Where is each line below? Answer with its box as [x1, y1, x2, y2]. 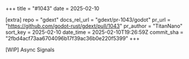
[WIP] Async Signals [5, 46, 55, 53]
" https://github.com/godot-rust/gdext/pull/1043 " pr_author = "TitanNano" [5, 23, 183, 29]
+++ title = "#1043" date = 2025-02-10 [5, 5, 100, 12]
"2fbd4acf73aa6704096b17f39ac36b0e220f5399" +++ [5, 35, 140, 41]
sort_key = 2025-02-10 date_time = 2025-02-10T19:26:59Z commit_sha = [5, 29, 184, 36]
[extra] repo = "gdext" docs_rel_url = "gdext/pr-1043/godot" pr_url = [5, 16, 171, 23]
